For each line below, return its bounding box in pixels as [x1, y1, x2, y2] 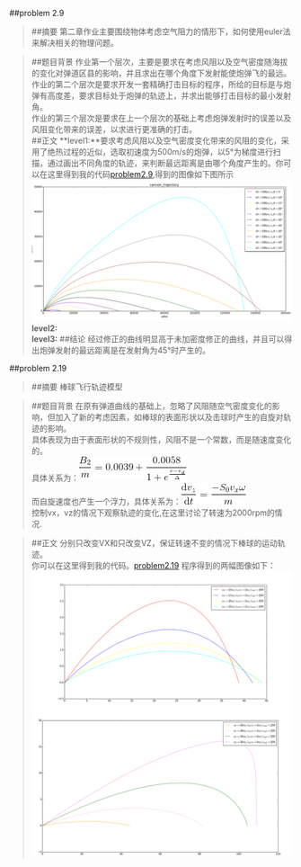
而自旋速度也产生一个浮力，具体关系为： [31, 496, 181, 506]
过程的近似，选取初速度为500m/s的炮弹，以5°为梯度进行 [62, 147, 274, 156]
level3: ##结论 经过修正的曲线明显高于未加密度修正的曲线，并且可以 [31, 333, 285, 344]
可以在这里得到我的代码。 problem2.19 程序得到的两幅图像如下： [39, 559, 276, 570]
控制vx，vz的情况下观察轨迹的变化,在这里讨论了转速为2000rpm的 [31, 507, 276, 518]
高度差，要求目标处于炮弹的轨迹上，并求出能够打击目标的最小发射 [47, 90, 292, 101]
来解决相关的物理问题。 [31, 38, 119, 48]
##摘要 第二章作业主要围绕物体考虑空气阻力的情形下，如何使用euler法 [31, 26, 291, 37]
